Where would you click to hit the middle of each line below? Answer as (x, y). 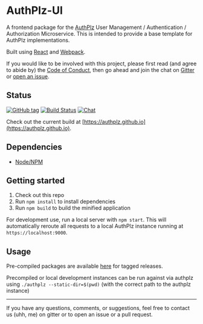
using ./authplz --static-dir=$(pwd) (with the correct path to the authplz (99, 284)
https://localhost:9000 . (37, 233)
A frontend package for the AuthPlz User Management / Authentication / (96, 27)
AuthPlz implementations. (38, 40)
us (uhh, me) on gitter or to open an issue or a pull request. (79, 314)
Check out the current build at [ (45, 121)
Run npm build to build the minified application (73, 208)
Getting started (36, 180)
